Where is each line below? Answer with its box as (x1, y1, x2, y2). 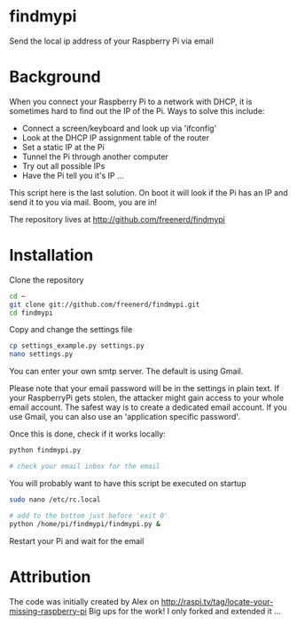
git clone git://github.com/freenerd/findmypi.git (9, 300, 200, 308)
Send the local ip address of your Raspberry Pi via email (9, 36, 215, 46)
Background (9, 67, 101, 87)
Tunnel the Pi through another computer (21, 151, 168, 162)
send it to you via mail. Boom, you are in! (9, 196, 158, 207)
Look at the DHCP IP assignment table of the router (21, 132, 210, 143)
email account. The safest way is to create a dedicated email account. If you (9, 402, 288, 413)
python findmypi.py (9, 446, 82, 455)
